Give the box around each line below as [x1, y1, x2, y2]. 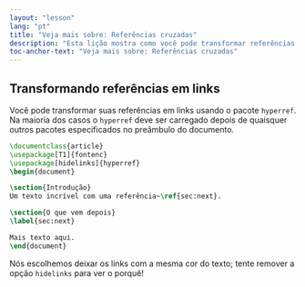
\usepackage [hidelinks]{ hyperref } [9, 158, 141, 168]
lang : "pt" [9, 22, 51, 31]
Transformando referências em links [9, 81, 220, 96]
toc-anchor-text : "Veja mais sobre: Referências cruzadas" [9, 47, 239, 56]
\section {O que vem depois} [9, 208, 117, 218]
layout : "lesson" [9, 13, 76, 23]
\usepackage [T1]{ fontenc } [9, 150, 107, 159]
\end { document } [9, 242, 67, 251]
